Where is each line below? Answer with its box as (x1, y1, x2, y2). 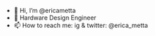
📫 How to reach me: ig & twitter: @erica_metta (13, 21, 149, 29)
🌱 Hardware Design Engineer (13, 14, 97, 22)
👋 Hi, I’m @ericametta (13, 7, 76, 14)
